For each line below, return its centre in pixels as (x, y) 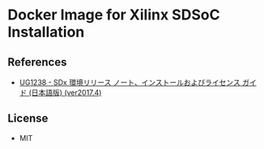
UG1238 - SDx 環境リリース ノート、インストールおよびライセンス (130, 82)
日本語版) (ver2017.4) (66, 92)
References (37, 62)
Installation (46, 32)
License (28, 119)
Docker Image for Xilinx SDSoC (114, 15)
